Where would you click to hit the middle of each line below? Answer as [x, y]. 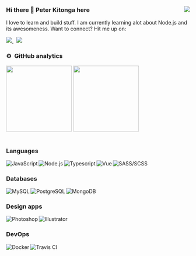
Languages [22, 151]
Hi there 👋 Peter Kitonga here [48, 10]
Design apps [24, 206]
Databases [22, 178]
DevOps [18, 234]
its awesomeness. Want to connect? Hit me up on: [66, 29]
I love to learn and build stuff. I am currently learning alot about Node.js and [97, 23]
